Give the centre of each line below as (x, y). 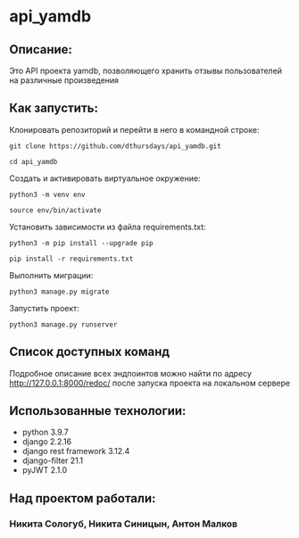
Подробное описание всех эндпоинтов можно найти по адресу (131, 373)
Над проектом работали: (83, 498)
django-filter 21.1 (53, 460)
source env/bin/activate (55, 210)
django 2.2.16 (47, 442)
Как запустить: (54, 108)
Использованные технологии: (98, 411)
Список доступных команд (90, 352)
